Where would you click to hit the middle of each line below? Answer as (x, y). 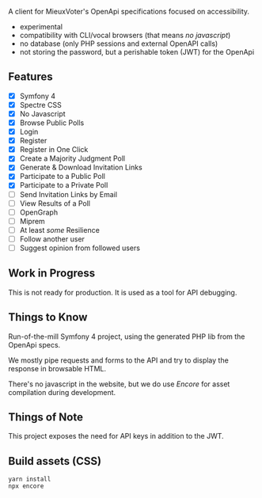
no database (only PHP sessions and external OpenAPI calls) (119, 44)
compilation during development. (62, 392)
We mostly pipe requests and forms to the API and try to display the (119, 360)
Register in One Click (54, 150)
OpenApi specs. (34, 344)
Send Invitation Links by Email (68, 194)
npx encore (26, 486)
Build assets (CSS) (55, 461)
